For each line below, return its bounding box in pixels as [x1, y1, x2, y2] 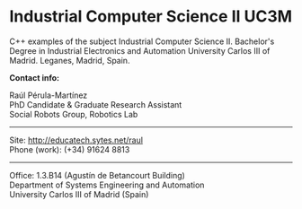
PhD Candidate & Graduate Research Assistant [9, 99, 182, 109]
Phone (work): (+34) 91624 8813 [9, 144, 130, 154]
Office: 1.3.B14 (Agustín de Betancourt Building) [9, 170, 186, 180]
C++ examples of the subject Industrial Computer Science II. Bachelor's [9, 36, 275, 47]
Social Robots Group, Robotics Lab [9, 109, 138, 119]
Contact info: [9, 72, 60, 83]
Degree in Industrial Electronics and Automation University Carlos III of [9, 45, 271, 56]
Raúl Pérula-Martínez [9, 90, 88, 100]
